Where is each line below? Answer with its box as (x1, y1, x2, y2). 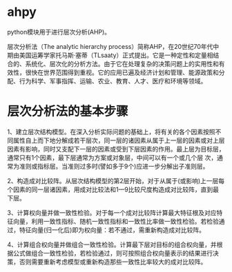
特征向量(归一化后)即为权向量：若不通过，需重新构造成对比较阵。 (19, 225, 206, 234)
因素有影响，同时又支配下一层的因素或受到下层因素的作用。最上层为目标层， (7, 145, 225, 153)
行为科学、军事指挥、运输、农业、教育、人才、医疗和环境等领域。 (19, 76, 207, 85)
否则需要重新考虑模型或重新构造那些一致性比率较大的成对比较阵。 (19, 258, 207, 266)
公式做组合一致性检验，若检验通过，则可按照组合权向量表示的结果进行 (12, 249, 213, 257)
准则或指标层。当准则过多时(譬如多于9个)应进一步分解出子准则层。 (19, 162, 209, 170)
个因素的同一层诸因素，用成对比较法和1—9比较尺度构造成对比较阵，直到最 (7, 185, 220, 193)
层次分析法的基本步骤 (7, 104, 129, 119)
